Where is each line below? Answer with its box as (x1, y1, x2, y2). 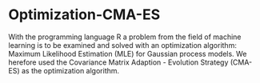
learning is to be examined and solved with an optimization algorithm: (8, 40, 238, 49)
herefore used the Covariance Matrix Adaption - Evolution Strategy (8, 57, 229, 67)
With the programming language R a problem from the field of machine (8, 32, 242, 41)
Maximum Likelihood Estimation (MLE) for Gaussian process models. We (8, 49, 247, 58)
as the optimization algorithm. (21, 65, 120, 75)
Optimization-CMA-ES (8, 6, 161, 24)
